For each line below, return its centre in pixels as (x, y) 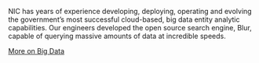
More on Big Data (36, 51)
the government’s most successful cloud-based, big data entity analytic (124, 19)
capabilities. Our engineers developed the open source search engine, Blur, (130, 28)
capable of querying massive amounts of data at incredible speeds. (117, 36)
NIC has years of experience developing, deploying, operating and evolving (130, 11)
